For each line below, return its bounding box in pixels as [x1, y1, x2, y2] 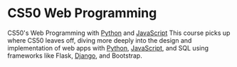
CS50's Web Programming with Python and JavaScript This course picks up [7, 29, 231, 37]
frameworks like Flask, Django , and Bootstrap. [7, 51, 142, 60]
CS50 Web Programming [7, 5, 157, 21]
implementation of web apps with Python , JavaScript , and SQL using [7, 43, 209, 52]
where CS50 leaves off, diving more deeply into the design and [7, 36, 192, 44]
